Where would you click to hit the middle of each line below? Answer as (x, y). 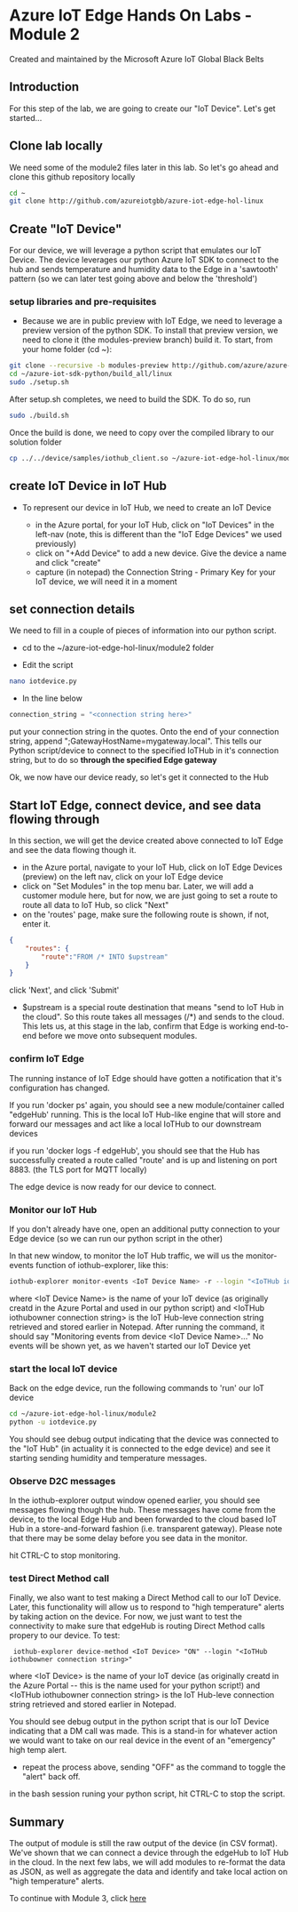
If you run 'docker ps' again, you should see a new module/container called (147, 1105)
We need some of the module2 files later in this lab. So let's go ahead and (144, 167)
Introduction (44, 87)
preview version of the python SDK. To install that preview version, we (150, 331)
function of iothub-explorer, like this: (102, 1265)
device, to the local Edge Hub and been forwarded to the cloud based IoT (143, 1519)
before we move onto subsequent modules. (118, 1036)
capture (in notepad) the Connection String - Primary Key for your (156, 572)
